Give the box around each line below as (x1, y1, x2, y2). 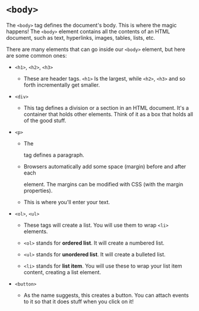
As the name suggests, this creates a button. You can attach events (23, 291, 189, 299)
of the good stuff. (23, 117, 67, 124)
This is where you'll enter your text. (23, 198, 110, 205)
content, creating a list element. (23, 268, 102, 275)
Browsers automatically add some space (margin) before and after (23, 163, 187, 170)
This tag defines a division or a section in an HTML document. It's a (23, 104, 189, 111)
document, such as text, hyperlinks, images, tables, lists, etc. (6, 34, 156, 41)
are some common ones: (6, 52, 67, 59)
